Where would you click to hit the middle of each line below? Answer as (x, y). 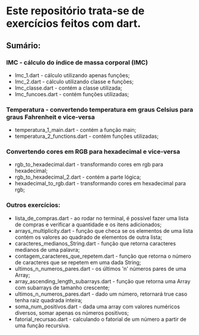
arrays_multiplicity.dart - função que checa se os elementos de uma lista (104, 230)
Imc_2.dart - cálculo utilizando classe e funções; (74, 81)
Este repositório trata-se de (75, 11)
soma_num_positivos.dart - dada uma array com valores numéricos (97, 306)
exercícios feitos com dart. (74, 23)
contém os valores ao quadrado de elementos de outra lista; (88, 237)
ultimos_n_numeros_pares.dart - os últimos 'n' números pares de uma (100, 268)
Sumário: (23, 45)
